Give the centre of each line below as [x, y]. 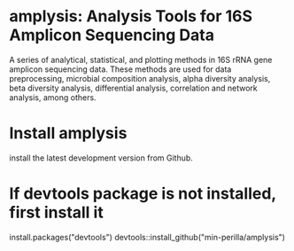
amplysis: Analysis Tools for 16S [131, 16]
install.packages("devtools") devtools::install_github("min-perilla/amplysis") [147, 237]
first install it [56, 212]
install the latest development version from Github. [101, 158]
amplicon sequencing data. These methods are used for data [120, 69]
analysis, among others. [53, 97]
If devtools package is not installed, [143, 194]
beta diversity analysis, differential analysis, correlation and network [134, 88]
